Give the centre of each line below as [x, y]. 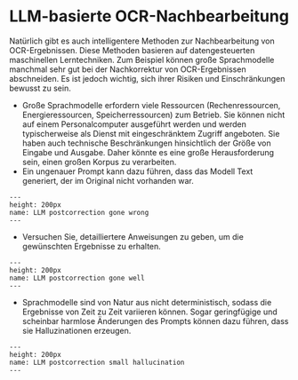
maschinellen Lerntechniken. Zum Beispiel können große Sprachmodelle [142, 59]
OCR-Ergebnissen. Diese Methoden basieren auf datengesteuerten [132, 50]
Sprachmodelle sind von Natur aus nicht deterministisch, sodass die [147, 302]
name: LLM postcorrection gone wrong [79, 212]
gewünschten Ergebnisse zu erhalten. [92, 246]
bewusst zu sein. [40, 88]
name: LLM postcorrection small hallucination [97, 362]
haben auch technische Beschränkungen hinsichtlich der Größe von [146, 143]
